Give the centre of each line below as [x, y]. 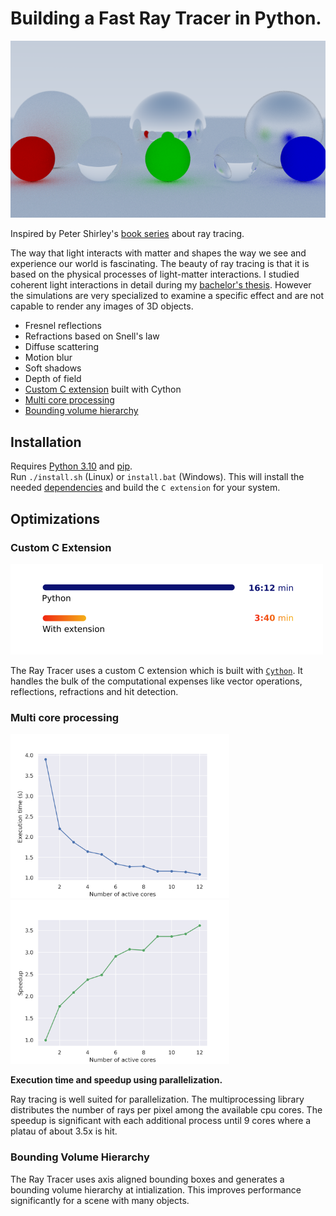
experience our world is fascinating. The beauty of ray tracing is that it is [160, 264]
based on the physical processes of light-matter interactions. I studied [155, 274]
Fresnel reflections [63, 326]
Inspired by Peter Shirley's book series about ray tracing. [127, 234]
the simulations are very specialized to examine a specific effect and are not [167, 296]
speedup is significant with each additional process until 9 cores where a [161, 1121]
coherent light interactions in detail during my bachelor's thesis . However [161, 285]
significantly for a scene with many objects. [100, 1200]
